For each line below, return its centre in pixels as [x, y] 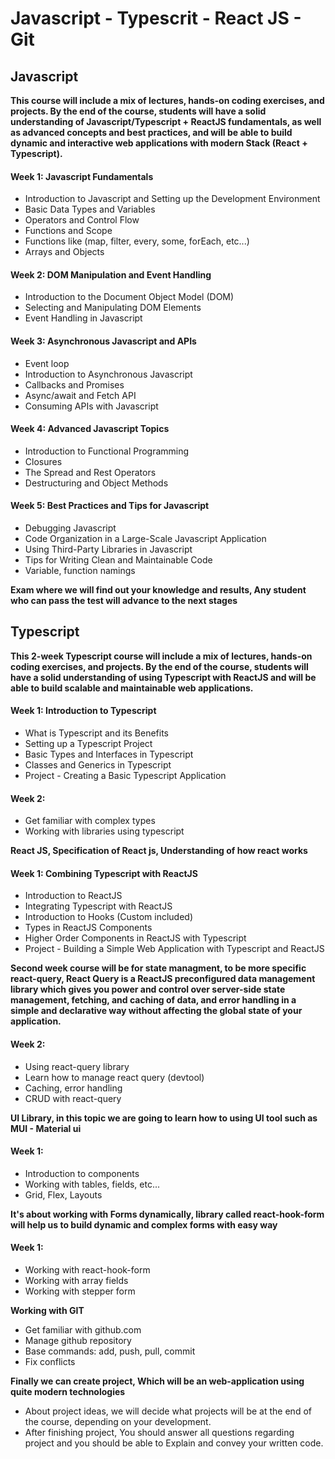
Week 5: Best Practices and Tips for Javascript [110, 506]
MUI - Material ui [46, 1128]
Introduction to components [82, 1173]
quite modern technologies [68, 1392]
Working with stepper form [80, 1291]
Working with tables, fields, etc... [92, 1184]
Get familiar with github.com [83, 1330]
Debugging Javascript [70, 528]
